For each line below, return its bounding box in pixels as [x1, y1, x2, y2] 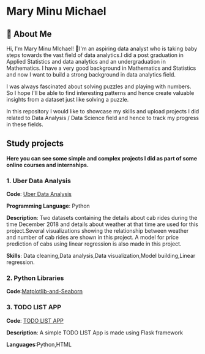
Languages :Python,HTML [6, 341, 72, 348]
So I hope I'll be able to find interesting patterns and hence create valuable [6, 89, 195, 96]
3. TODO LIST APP [6, 303, 61, 312]
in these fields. [6, 121, 44, 128]
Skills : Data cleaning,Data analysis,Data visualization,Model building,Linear [6, 252, 196, 260]
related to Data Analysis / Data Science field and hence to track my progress [6, 115, 199, 121]
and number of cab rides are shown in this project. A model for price [6, 234, 179, 241]
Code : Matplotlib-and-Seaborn [6, 288, 83, 295]
